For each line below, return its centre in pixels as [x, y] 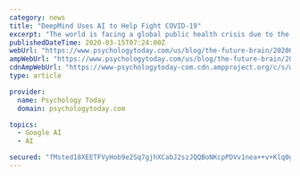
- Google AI [40, 133]
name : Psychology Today [61, 100]
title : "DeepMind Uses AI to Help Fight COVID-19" [105, 26]
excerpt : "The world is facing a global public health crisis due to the [150, 34]
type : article [36, 76]
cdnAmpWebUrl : [36, 68]
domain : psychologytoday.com [71, 108]
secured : [25, 157]
